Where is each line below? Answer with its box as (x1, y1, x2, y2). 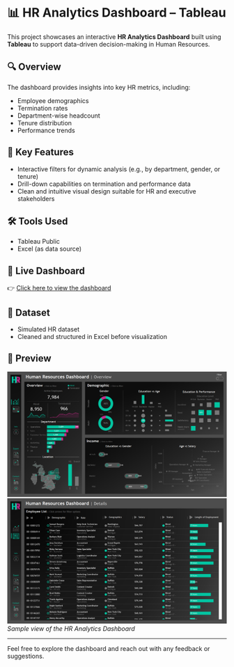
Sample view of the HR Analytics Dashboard (7, 624, 135, 633)
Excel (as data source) (17, 244, 82, 253)
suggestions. (7, 652, 45, 660)
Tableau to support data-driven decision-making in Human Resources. (7, 40, 210, 48)
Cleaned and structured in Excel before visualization (17, 333, 167, 340)
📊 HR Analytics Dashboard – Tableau (7, 5, 226, 21)
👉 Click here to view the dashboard (7, 284, 111, 292)
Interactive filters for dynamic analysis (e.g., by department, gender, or (17, 164, 221, 173)
